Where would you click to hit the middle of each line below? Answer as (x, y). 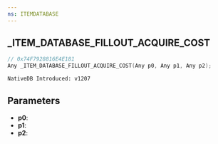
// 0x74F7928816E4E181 (41, 59)
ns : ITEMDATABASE (33, 14)
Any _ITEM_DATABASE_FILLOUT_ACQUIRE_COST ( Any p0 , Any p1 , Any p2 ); (110, 66)
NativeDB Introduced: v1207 (49, 79)
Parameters (34, 101)
